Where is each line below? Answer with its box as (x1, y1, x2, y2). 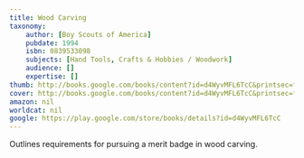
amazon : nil (9, 97, 54, 107)
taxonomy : (9, 22, 47, 31)
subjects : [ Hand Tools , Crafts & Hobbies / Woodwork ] (25, 55, 233, 64)
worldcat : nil (9, 106, 63, 115)
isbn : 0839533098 (25, 47, 91, 56)
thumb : (9, 80, 34, 89)
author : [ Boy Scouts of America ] (25, 30, 152, 39)
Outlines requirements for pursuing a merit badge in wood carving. (9, 139, 258, 150)
